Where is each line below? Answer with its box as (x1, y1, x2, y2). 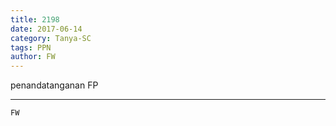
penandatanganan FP (10, 79, 99, 91)
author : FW (10, 52, 56, 62)
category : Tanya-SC (10, 33, 92, 43)
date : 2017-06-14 (10, 24, 83, 34)
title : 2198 (10, 14, 60, 25)
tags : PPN (10, 42, 52, 53)
